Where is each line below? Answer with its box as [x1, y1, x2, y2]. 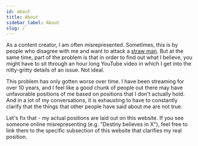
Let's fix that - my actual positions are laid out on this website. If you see [6, 115, 184, 122]
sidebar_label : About [6, 20, 60, 25]
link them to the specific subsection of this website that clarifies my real [6, 127, 183, 134]
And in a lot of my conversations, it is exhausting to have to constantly [6, 97, 178, 104]
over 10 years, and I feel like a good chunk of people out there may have [6, 84, 183, 92]
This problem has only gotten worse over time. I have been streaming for [6, 78, 184, 85]
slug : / [6, 25, 26, 31]
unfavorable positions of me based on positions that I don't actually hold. [6, 90, 185, 98]
